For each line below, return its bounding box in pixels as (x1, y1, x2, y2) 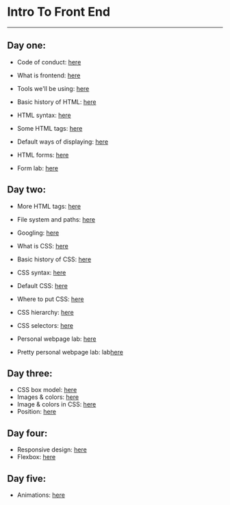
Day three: (7, 367, 53, 379)
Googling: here (16, 229, 60, 237)
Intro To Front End (7, 4, 111, 20)
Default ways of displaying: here (16, 138, 108, 146)
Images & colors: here (16, 393, 79, 401)
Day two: (7, 184, 47, 196)
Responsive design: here (16, 445, 87, 454)
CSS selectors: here (16, 321, 74, 329)
